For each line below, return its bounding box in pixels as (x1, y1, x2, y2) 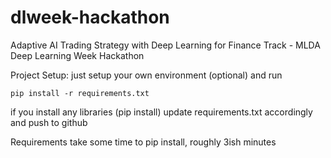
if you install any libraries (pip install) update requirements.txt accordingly (10, 106, 313, 118)
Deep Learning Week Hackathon (10, 49, 145, 61)
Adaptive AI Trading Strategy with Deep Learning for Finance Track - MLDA (10, 39, 321, 51)
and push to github (10, 116, 88, 128)
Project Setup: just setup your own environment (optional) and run (10, 69, 283, 81)
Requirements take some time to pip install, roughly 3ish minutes (10, 136, 277, 148)
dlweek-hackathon (10, 6, 170, 29)
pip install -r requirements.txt (10, 88, 150, 98)
